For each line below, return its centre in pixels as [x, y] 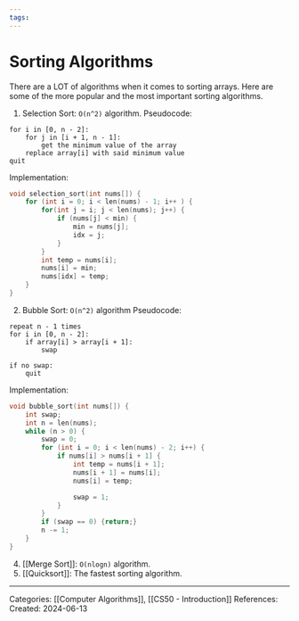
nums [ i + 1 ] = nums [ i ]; [117, 472]
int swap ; [44, 414]
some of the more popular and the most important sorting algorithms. [136, 95]
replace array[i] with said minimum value [105, 153]
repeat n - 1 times [45, 327]
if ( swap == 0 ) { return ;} [89, 522]
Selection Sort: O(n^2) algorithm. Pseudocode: [107, 113]
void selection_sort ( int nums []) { [75, 194]
